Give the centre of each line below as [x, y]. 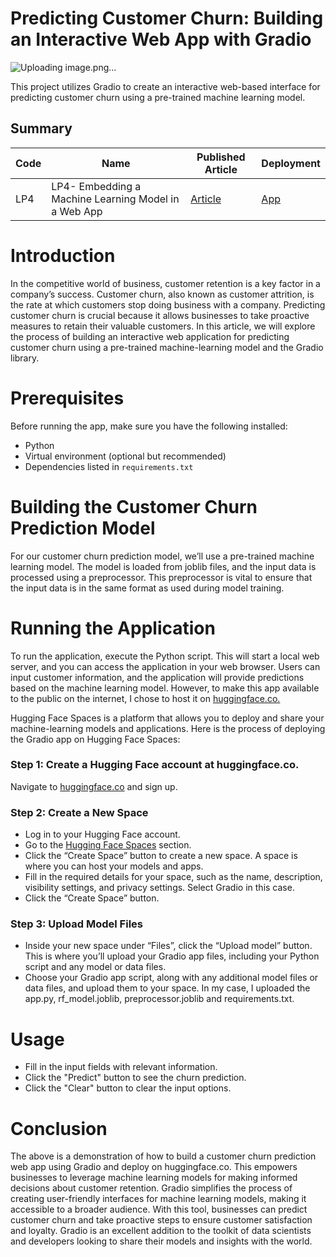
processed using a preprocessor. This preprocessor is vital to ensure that [161, 577]
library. [25, 358]
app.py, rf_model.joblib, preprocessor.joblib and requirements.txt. [159, 999]
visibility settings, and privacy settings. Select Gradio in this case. [159, 888]
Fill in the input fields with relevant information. [121, 1067]
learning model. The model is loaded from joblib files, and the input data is [163, 566]
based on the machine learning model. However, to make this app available [165, 688]
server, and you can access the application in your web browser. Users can [165, 666]
